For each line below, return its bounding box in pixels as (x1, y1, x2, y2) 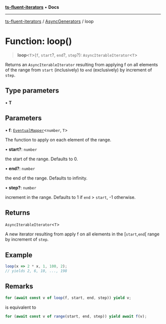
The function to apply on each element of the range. (5, 137, 112, 142)
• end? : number (5, 165, 36, 171)
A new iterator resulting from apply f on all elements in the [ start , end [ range (5, 231, 160, 237)
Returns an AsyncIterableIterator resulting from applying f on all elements (5, 61, 158, 67)
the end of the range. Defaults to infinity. (5, 175, 88, 181)
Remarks (5, 282, 34, 291)
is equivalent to (5, 304, 36, 310)
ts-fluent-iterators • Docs (5, 4, 59, 10)
